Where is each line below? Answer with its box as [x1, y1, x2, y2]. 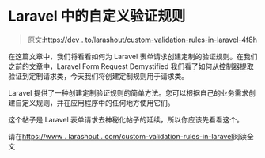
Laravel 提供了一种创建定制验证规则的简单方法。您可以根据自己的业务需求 [8, 88, 249, 97]
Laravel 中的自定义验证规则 [8, 7, 186, 25]
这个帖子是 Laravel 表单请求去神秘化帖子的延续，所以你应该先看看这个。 [8, 115, 244, 124]
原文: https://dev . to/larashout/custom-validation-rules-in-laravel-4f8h [27, 35, 257, 44]
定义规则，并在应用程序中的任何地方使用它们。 [21, 98, 175, 107]
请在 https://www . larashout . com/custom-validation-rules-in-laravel [8, 131, 233, 141]
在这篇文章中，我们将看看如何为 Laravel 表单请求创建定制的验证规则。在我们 [8, 51, 258, 61]
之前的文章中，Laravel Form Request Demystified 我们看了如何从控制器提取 [8, 61, 255, 71]
